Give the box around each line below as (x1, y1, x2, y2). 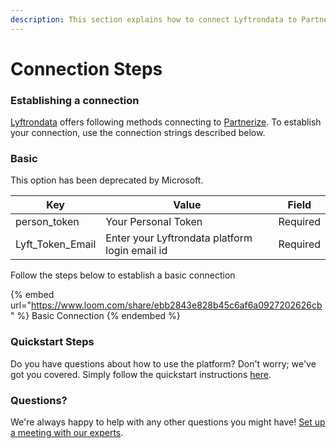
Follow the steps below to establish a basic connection (10, 269, 236, 281)
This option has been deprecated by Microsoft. (10, 174, 204, 186)
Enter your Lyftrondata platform (105, 231, 253, 245)
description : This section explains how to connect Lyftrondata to (10, 14, 298, 25)
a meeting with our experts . (10, 427, 124, 438)
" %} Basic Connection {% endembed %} (10, 310, 181, 322)
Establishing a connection (10, 93, 140, 107)
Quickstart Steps (10, 335, 95, 349)
